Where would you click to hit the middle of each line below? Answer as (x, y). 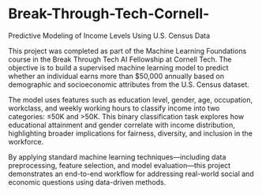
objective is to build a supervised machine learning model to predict (118, 67)
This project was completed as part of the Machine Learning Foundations (127, 51)
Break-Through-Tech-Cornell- (109, 14)
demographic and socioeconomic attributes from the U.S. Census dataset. (129, 84)
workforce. (26, 141)
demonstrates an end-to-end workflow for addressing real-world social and (131, 174)
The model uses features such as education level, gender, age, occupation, (131, 99)
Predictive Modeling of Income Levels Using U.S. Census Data (109, 36)
